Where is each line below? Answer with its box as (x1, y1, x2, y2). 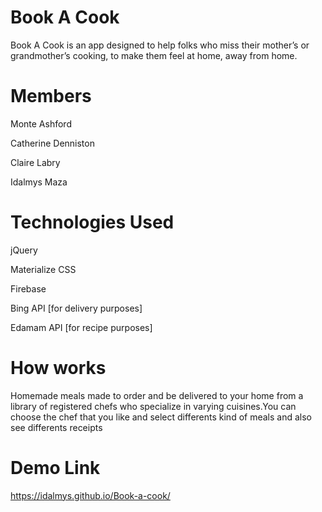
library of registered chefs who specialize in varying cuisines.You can (10, 400, 297, 412)
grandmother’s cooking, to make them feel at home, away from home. (10, 49, 298, 61)
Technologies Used (10, 211, 175, 234)
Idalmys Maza (10, 176, 68, 188)
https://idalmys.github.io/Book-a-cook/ (10, 489, 171, 501)
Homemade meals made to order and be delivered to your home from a (10, 389, 304, 401)
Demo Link (10, 456, 101, 479)
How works (10, 357, 107, 379)
